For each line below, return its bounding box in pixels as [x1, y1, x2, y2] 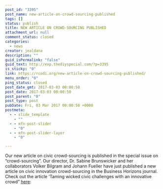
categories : [5, 39, 29, 44]
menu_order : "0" [5, 76, 38, 81]
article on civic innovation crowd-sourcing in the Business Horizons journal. [5, 168, 158, 174]
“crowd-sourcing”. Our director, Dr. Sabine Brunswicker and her [5, 158, 134, 164]
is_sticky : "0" [5, 67, 36, 72]
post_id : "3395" [5, 7, 38, 12]
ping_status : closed [5, 80, 48, 85]
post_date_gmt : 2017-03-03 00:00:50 [5, 84, 80, 90]
